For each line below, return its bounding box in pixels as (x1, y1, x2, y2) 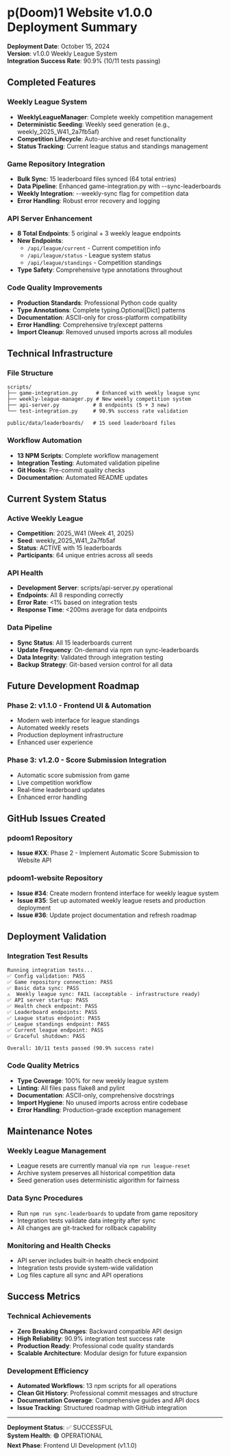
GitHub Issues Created (7, 813, 106, 824)
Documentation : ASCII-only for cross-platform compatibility (16, 313, 188, 321)
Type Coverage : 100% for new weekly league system (16, 1076, 169, 1085)
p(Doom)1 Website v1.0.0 (7, 5, 153, 21)
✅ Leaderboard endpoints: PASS (7, 1009, 98, 1016)
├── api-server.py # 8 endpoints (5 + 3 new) (7, 402, 170, 409)
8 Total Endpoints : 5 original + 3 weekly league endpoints (16, 229, 181, 238)
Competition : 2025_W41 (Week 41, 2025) (16, 529, 135, 538)
